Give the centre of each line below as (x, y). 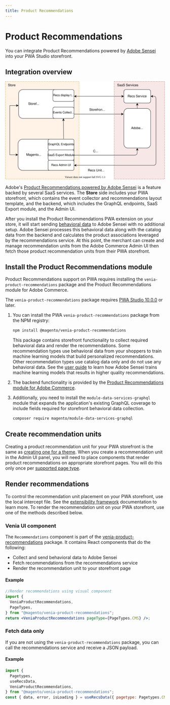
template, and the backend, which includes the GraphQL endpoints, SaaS (81, 203)
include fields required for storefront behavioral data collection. (78, 409)
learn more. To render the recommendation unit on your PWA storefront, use (85, 507)
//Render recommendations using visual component (59, 591)
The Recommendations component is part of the (53, 537)
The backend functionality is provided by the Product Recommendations (88, 382)
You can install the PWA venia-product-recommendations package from (86, 315)
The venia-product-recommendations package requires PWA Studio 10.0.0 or (84, 300)
